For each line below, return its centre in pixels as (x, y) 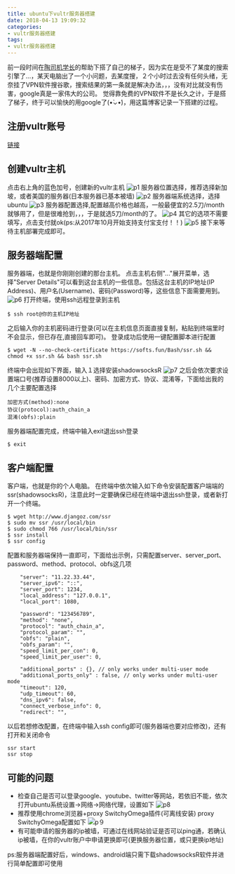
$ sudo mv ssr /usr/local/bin (52, 523)
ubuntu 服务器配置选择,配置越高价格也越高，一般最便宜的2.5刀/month (116, 205)
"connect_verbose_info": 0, (61, 706)
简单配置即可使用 (38, 863)
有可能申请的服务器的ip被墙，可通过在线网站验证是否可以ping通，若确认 (122, 831)
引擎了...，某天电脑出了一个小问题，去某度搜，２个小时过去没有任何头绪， (115, 76)
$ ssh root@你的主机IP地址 (43, 314)
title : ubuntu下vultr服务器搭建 (52, 14)
